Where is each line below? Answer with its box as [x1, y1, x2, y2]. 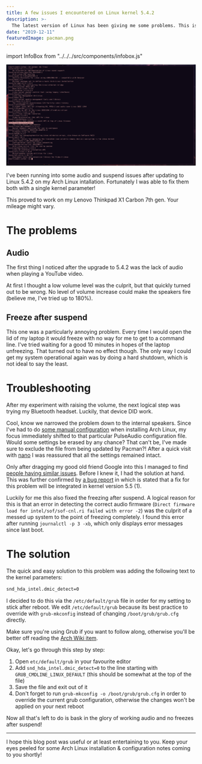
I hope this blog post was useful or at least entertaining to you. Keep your [6, 738, 188, 745]
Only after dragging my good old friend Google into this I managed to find [6, 463, 188, 470]
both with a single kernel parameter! [6, 185, 96, 192]
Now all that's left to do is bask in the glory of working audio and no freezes [6, 714, 194, 721]
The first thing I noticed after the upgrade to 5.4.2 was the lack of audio [6, 264, 183, 271]
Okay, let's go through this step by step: [6, 646, 105, 653]
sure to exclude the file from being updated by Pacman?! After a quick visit [6, 445, 191, 452]
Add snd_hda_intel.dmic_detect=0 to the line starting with [14, 664, 158, 671]
